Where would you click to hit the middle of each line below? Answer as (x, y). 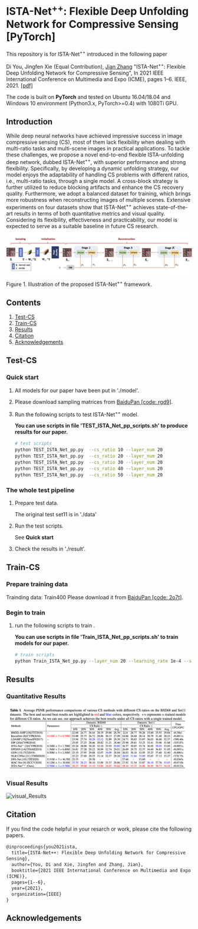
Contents (24, 302)
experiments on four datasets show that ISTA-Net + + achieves (80, 207)
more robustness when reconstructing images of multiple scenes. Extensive (98, 200)
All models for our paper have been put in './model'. (77, 390)
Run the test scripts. (39, 526)
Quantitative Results (36, 696)
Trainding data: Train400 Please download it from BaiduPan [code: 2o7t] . (95, 597)
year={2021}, (27, 888)
